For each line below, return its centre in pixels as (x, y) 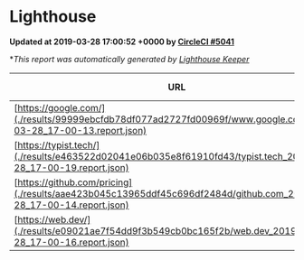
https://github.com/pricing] (75, 182)
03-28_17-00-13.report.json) (81, 130)
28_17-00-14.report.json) (71, 205)
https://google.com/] (62, 107)
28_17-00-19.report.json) (71, 167)
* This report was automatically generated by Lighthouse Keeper (129, 59)
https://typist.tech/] (59, 144)
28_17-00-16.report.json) (71, 242)
